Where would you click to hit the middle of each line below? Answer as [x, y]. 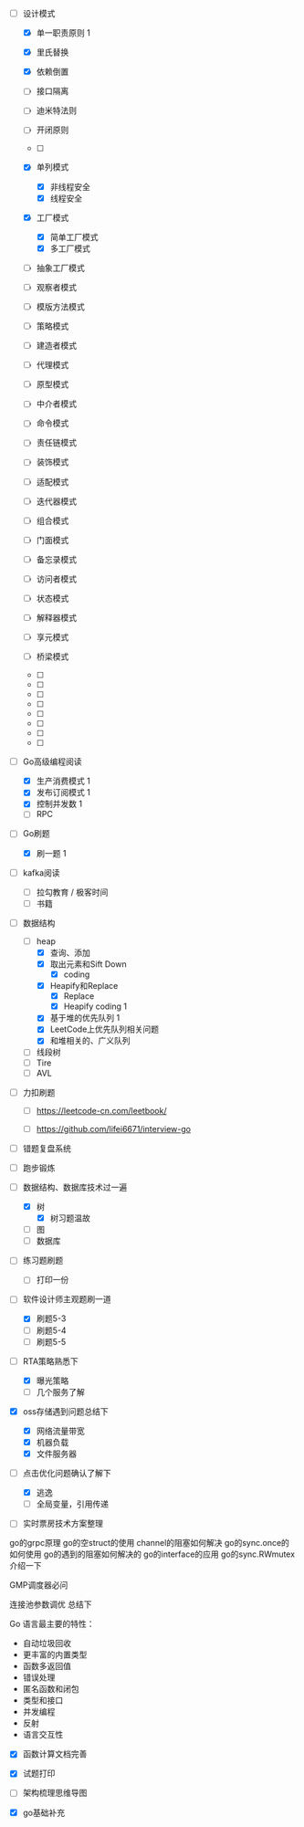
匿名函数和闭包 [51, 1689]
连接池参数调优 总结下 [51, 1604]
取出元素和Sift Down [88, 964]
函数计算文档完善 [55, 1754]
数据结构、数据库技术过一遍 [75, 1187]
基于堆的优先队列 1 [85, 1018]
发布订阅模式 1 [63, 793]
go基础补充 [44, 1812]
